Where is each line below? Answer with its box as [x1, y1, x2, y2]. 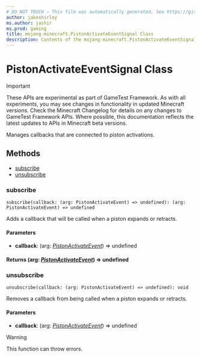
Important [6, 82, 31, 89]
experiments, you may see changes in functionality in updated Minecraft [6, 100, 184, 107]
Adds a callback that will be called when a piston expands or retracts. [6, 215, 178, 223]
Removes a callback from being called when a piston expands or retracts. [6, 295, 187, 302]
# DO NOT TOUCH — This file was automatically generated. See [6, 8, 165, 15]
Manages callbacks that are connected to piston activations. [6, 131, 155, 138]
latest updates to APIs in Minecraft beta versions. [6, 119, 127, 127]
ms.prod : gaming [6, 25, 47, 32]
